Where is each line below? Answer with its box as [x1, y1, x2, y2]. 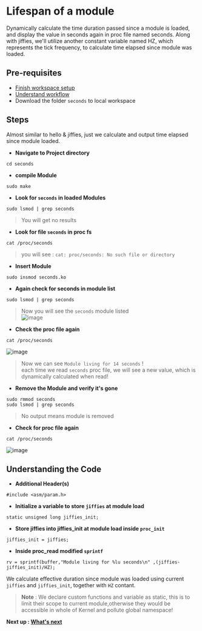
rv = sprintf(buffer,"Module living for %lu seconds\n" [6, 559, 150, 565]
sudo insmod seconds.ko [6, 274, 67, 281]
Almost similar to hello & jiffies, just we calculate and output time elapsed [6, 131, 189, 138]
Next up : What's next [6, 618, 62, 626]
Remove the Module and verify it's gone [15, 385, 118, 392]
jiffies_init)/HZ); [6, 565, 56, 571]
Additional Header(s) [15, 480, 70, 487]
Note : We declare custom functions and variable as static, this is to [21, 593, 190, 601]
